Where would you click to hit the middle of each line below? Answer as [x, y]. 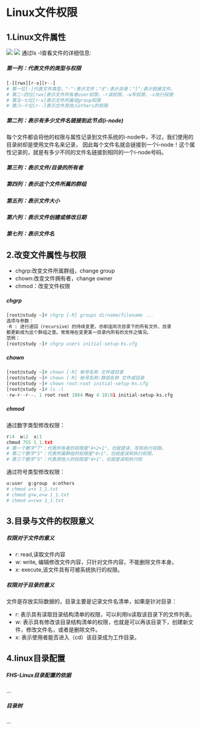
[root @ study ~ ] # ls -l [35, 390]
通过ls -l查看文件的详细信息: [56, 53]
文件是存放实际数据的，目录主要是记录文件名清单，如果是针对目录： [92, 601]
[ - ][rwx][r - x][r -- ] [31, 83]
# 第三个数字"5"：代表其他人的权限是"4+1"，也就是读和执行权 [74, 459]
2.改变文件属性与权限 [46, 255]
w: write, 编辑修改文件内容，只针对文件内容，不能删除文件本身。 [96, 562]
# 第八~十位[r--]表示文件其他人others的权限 [57, 106]
